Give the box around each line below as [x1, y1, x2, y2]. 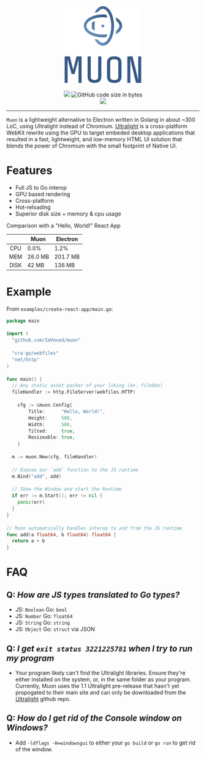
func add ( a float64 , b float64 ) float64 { [6, 531, 116, 537]
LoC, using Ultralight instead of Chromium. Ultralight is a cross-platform [6, 123, 188, 130]
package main [6, 318, 40, 324]
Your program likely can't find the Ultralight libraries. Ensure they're [15, 669, 186, 676]
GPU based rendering [15, 190, 71, 198]
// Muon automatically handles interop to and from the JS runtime [6, 525, 183, 531]
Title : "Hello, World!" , [28, 408, 105, 415]
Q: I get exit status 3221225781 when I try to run [6, 643, 193, 654]
